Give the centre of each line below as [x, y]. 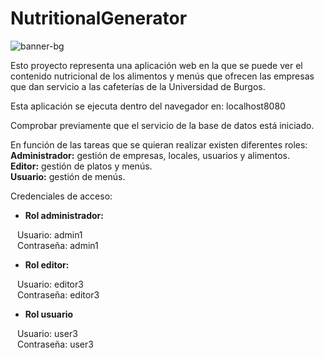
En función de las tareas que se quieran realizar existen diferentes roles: [159, 144]
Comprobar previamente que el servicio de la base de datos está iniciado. [162, 125]
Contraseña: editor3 [58, 294]
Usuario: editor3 [50, 284]
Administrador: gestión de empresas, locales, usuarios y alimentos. [150, 155]
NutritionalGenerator [99, 18]
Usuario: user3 [47, 333]
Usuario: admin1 [49, 234]
